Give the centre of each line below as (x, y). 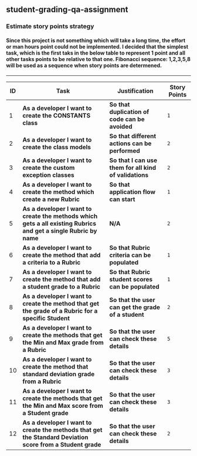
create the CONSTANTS (57, 115)
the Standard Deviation (55, 437)
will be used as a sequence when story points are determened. (84, 65)
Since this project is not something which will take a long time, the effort (96, 40)
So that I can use (133, 160)
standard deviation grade (59, 374)
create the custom (49, 167)
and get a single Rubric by (60, 230)
